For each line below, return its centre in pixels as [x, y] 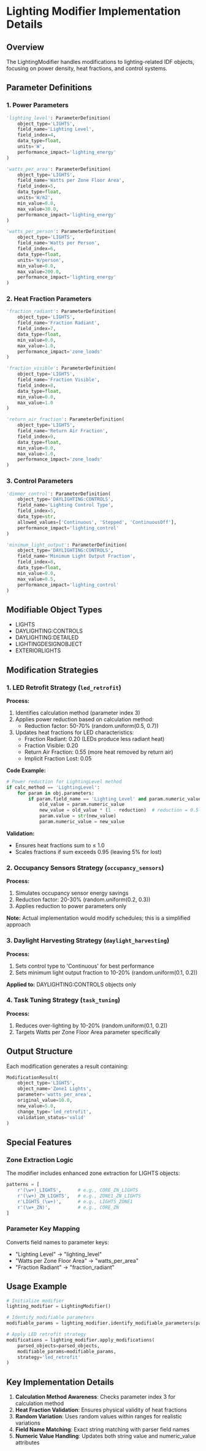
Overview [25, 47]
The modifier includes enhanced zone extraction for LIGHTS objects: [93, 1173]
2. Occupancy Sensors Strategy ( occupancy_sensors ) [85, 868]
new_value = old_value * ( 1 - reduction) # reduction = [113, 810]
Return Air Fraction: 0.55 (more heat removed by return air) [99, 752]
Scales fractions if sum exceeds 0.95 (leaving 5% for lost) [88, 852]
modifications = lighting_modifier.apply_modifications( [81, 1340]
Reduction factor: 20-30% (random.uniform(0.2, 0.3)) [83, 899]
